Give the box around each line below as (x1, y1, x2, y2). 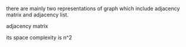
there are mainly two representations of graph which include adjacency (6, 5, 180, 12)
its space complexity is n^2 (6, 34, 72, 41)
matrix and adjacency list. (6, 11, 69, 18)
